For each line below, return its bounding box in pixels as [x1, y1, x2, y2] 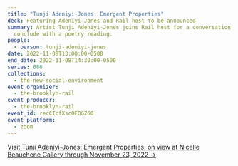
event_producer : [7, 97, 56, 104]
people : [7, 37, 31, 44]
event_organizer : [7, 83, 59, 90]
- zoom [14, 123, 33, 130]
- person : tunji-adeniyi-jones [14, 43, 107, 51]
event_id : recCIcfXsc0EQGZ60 [7, 110, 94, 117]
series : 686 [7, 63, 43, 71]
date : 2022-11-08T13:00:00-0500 [7, 51, 103, 58]
